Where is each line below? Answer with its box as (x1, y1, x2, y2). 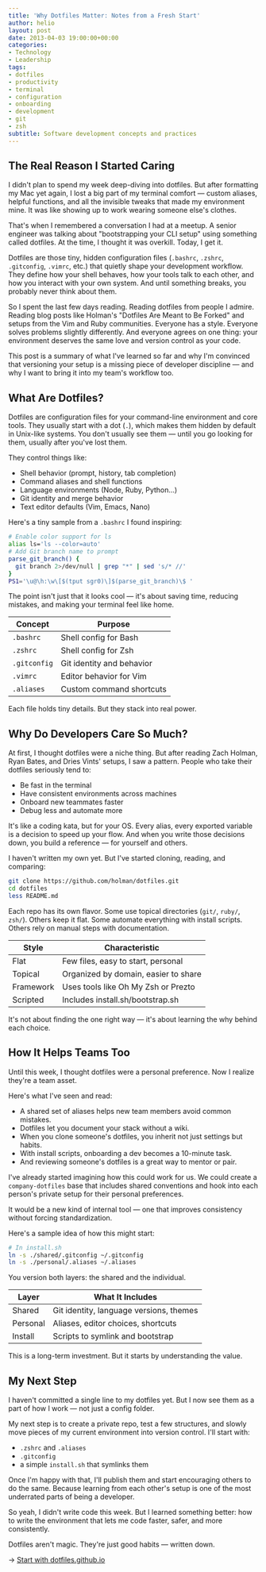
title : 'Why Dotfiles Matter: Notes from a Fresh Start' (8, 11, 201, 20)
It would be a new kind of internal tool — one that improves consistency (8, 1204, 243, 1214)
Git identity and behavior (60, 658, 152, 669)
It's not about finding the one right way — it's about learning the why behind (8, 1014, 258, 1024)
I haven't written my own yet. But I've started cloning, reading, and (8, 853, 226, 863)
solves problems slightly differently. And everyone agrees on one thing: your (8, 327, 258, 337)
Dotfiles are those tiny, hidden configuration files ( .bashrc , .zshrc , (8, 253, 224, 263)
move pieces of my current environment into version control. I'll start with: (8, 1428, 250, 1437)
